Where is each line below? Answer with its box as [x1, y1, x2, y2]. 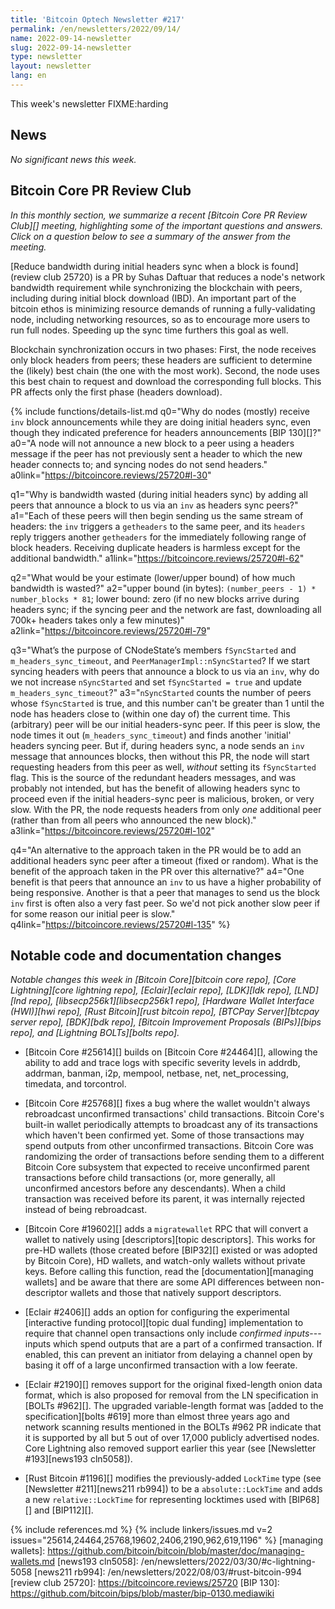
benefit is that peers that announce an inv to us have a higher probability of [10, 876, 322, 888]
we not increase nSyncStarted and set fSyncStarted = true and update [10, 676, 302, 688]
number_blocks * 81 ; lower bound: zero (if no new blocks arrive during [10, 592, 300, 605]
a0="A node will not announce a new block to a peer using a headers [10, 437, 295, 449]
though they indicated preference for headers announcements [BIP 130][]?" [10, 426, 322, 438]
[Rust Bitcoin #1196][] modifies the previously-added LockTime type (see [24, 1472, 322, 1485]
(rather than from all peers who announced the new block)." [10, 814, 257, 826]
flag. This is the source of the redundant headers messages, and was [10, 771, 297, 783]
